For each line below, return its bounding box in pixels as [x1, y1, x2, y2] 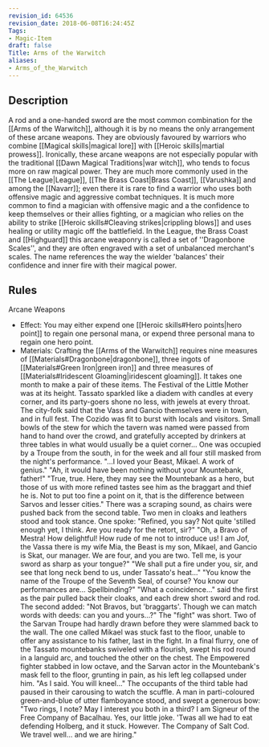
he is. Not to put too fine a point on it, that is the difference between [19, 491, 245, 500]
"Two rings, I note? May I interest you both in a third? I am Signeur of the [19, 704, 259, 714]
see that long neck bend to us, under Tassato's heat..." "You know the [19, 568, 251, 578]
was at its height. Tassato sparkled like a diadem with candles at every [19, 389, 254, 398]
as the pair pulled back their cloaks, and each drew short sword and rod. [19, 594, 261, 603]
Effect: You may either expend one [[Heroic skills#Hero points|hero [19, 320, 243, 330]
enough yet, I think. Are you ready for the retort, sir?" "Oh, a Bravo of [19, 525, 248, 535]
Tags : [8, 27, 26, 35]
